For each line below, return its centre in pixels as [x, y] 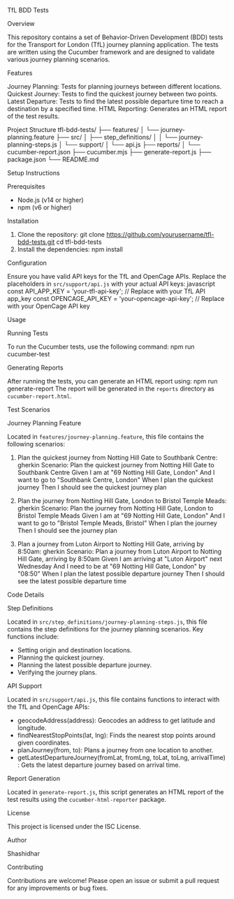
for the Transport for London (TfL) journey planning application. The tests [113, 44]
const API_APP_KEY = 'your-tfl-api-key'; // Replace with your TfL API [107, 291]
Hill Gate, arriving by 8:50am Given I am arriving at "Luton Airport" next [120, 559]
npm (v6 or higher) [44, 207]
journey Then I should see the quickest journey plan [92, 487]
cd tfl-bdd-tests [79, 242]
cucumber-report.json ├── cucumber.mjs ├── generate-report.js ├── [109, 152]
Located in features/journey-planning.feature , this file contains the [106, 437]
